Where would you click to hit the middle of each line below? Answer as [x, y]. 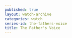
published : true [21, 10]
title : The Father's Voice [33, 28]
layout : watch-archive [28, 14]
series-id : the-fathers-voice [36, 23]
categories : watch [24, 19]
